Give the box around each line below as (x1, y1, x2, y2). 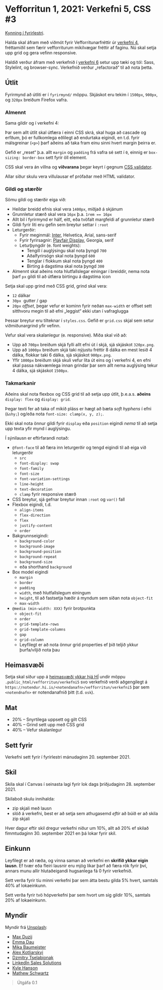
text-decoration (19, 487, 53, 492)
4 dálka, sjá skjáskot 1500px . (12, 368, 69, 374)
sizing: (5, 155, 21, 161)
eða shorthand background (19, 564, 72, 569)
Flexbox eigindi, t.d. (12, 502, 52, 507)
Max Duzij (12, 934, 33, 940)
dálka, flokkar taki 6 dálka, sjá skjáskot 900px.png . (12, 352, 112, 358)
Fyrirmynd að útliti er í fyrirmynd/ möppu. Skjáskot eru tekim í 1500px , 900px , (5, 91, 158, 97)
